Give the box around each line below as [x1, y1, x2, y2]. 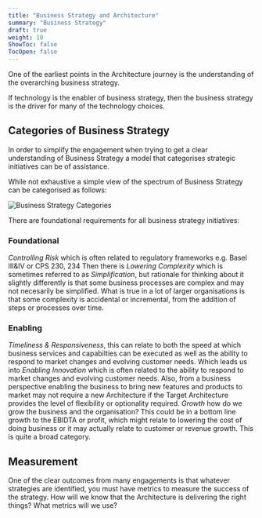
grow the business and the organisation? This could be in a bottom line [8, 407, 236, 417]
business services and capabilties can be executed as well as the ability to [8, 348, 248, 358]
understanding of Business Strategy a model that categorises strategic [8, 153, 236, 162]
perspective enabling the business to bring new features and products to [8, 382, 242, 392]
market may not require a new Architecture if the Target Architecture [8, 390, 229, 400]
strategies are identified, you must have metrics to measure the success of [8, 484, 249, 494]
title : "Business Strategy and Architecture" [8, 11, 159, 20]
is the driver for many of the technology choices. [8, 101, 166, 111]
